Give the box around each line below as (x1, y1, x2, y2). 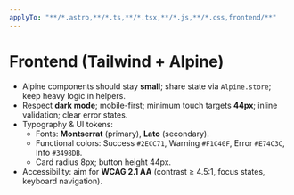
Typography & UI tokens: (21, 118, 114, 129)
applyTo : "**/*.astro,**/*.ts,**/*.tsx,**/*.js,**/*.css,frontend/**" (9, 12, 277, 22)
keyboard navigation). (21, 175, 102, 186)
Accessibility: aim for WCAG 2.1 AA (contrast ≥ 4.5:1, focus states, (21, 166, 265, 176)
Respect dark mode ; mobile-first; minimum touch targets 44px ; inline (21, 100, 278, 110)
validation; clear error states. (21, 109, 128, 120)
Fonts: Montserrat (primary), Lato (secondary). (35, 128, 209, 139)
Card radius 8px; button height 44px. (35, 157, 172, 167)
